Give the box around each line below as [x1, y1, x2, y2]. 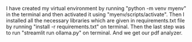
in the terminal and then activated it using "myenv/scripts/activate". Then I [6, 11, 184, 18]
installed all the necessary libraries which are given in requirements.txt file [6, 17, 186, 24]
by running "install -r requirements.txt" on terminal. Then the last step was [6, 23, 186, 30]
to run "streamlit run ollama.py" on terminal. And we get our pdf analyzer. [6, 29, 183, 36]
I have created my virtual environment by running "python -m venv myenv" [6, 5, 186, 12]
